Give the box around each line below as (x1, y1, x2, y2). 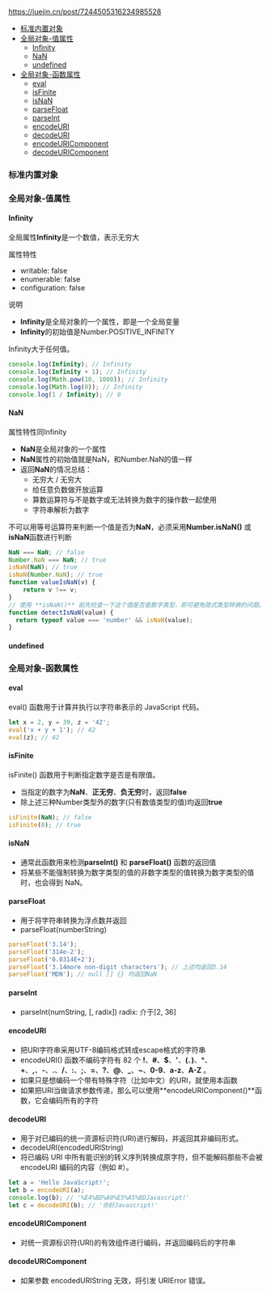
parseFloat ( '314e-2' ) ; (8, 947, 85, 956)
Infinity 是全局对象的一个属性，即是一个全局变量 (19, 317, 180, 327)
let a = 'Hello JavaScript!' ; (8, 1178, 111, 1186)
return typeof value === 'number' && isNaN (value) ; (15, 616, 194, 624)
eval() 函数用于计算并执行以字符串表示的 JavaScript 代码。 (8, 702, 204, 711)
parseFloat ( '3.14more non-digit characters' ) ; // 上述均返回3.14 (8, 963, 227, 971)
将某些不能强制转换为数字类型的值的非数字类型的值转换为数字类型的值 (19, 867, 255, 877)
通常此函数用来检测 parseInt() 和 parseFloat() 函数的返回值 (19, 857, 217, 867)
